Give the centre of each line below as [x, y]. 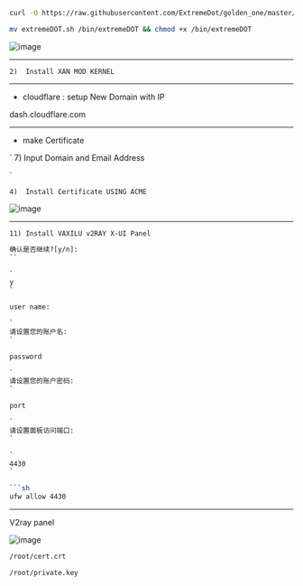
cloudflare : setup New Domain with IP [93, 97]
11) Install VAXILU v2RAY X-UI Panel [80, 233]
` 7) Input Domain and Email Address [77, 157]
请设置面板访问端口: [42, 430]
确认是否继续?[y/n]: [44, 249]
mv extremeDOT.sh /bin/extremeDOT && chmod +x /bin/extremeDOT [131, 29]
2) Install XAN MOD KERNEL [62, 71]
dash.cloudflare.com [48, 114]
